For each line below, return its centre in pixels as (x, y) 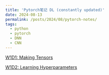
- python (19, 29)
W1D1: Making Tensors (29, 57)
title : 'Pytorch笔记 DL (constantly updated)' (55, 10)
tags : (11, 24)
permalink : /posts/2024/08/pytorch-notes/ (51, 19)
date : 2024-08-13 (24, 15)
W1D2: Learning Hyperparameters (41, 67)
